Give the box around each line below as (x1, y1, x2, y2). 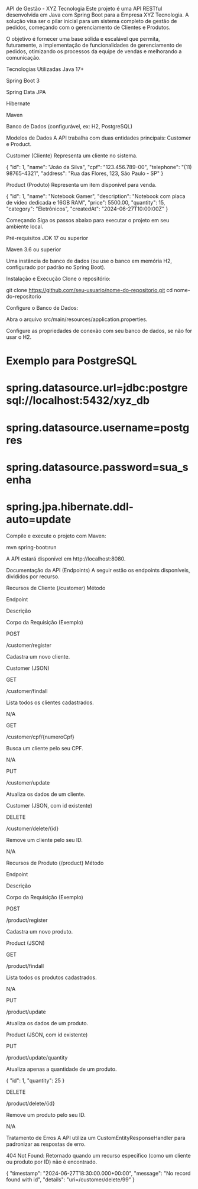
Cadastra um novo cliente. (6, 653, 70, 660)
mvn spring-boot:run (6, 543, 57, 550)
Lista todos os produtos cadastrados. (6, 974, 97, 981)
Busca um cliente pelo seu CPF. (6, 744, 84, 751)
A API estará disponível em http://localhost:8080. (6, 555, 126, 562)
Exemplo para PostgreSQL (6, 354, 137, 368)
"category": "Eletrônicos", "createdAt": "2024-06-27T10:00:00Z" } (6, 205, 168, 212)
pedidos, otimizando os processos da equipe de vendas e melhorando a (6, 48, 182, 55)
